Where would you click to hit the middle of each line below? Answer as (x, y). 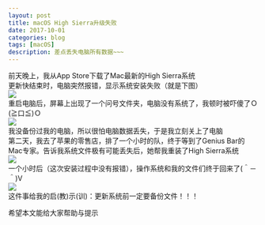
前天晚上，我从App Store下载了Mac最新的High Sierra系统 (102, 75)
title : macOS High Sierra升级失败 (62, 23)
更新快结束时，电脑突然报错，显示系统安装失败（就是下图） (105, 85)
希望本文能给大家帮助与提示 (53, 213)
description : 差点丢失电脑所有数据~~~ (66, 52)
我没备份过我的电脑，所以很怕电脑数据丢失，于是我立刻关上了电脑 (115, 131)
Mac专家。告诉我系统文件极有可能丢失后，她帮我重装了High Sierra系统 (124, 150)
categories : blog (37, 37)
